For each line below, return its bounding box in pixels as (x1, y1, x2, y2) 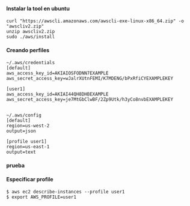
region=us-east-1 (6, 144, 50, 150)
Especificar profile (6, 175, 54, 183)
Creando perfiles (6, 46, 50, 53)
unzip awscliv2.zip (6, 29, 55, 35)
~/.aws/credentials (6, 60, 55, 66)
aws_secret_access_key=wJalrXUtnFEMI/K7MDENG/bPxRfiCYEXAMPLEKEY (6, 76, 173, 82)
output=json (6, 128, 36, 135)
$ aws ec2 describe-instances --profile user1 (6, 189, 125, 195)
